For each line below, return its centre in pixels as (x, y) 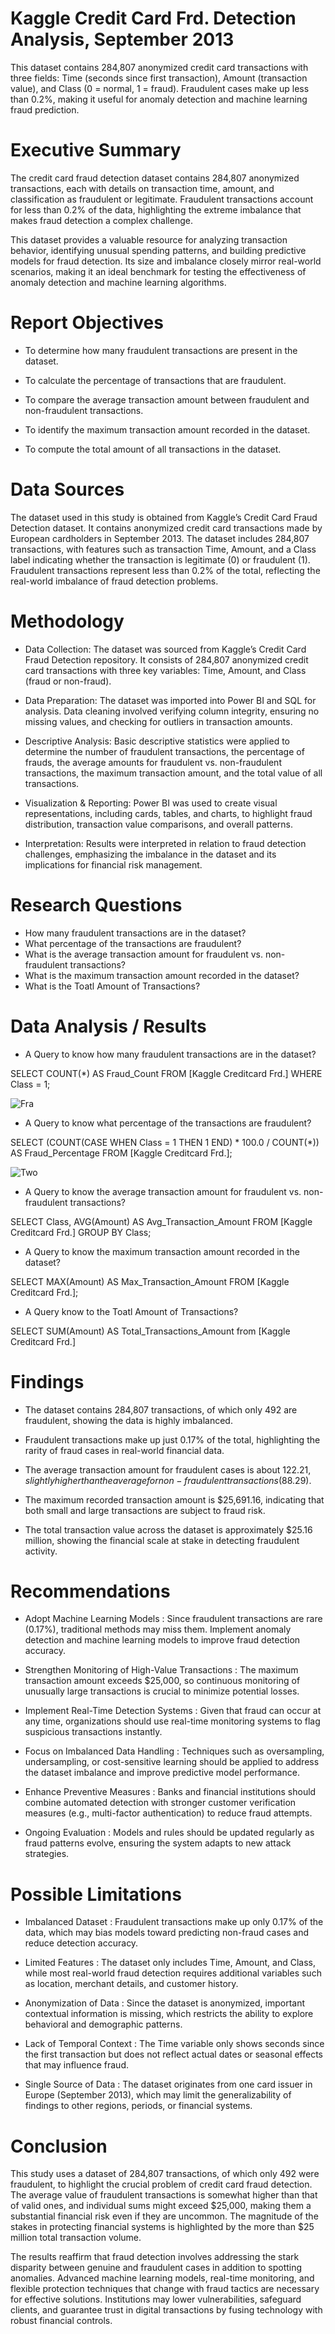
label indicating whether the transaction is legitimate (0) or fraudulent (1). (160, 559)
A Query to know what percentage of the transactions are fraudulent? (168, 1123)
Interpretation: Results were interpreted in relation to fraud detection (165, 843)
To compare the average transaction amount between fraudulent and (167, 399)
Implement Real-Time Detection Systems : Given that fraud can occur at (173, 1711)
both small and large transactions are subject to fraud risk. (145, 1510)
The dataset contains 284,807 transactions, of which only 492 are (161, 1409)
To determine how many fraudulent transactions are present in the (161, 350)
